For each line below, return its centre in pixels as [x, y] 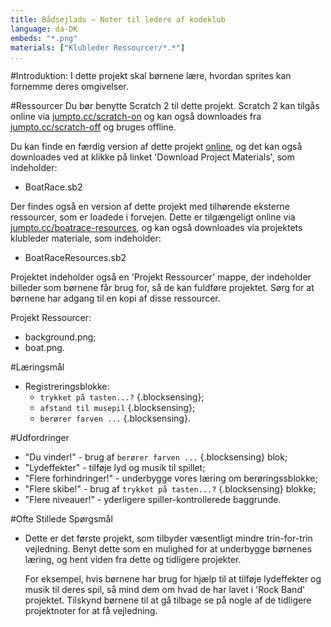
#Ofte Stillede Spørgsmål [61, 519]
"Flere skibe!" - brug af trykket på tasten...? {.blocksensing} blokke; [170, 489]
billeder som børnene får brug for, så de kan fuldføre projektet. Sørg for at [162, 288]
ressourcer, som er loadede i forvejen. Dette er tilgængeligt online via [153, 217]
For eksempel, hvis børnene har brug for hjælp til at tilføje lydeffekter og [173, 579]
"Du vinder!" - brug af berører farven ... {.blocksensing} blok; [156, 457]
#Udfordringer [40, 438]
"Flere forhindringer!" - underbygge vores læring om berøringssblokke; [171, 478]
